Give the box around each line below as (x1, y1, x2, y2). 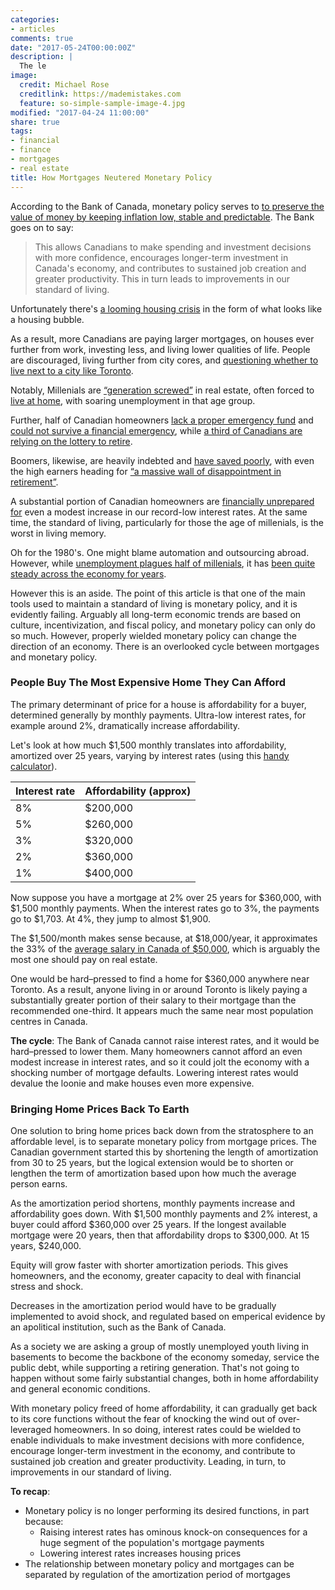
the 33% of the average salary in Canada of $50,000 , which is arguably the (10, 942, 321, 955)
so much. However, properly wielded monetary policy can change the (10, 629, 297, 641)
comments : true (10, 33, 74, 43)
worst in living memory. (10, 527, 107, 539)
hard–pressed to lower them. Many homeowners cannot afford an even (10, 1045, 303, 1057)
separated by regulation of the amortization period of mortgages (24, 1569, 291, 1581)
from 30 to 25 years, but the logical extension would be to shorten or (10, 1157, 294, 1169)
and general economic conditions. (10, 1383, 151, 1395)
